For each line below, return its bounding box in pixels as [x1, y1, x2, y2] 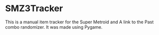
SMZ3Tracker [5, 3, 63, 14]
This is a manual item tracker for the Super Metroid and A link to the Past [5, 19, 154, 25]
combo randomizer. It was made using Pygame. [5, 24, 103, 30]
